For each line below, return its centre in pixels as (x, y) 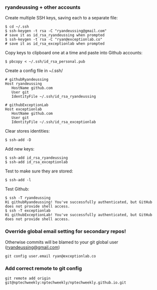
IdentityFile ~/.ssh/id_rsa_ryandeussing (54, 97)
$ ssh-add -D (18, 140)
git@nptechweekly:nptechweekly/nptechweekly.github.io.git (66, 282)
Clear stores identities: (27, 131)
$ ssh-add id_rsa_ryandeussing (36, 158)
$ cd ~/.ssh (17, 27)
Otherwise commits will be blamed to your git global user (62, 242)
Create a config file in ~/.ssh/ (34, 71)
